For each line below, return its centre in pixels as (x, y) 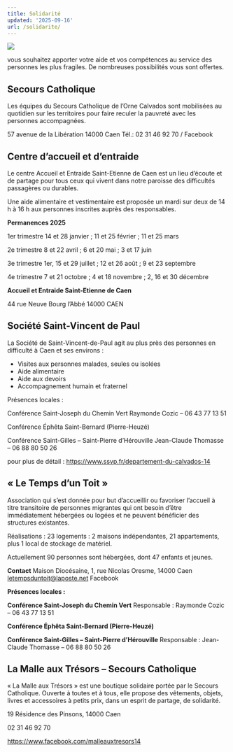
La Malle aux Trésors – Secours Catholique (102, 669)
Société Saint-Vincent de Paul (74, 326)
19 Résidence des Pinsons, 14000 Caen (64, 714)
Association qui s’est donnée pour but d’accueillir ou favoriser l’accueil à (111, 500)
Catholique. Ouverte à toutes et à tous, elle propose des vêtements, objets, (115, 693)
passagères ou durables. (43, 188)
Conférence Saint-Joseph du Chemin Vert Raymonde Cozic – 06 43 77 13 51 (117, 413)
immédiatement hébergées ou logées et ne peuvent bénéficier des (103, 515)
